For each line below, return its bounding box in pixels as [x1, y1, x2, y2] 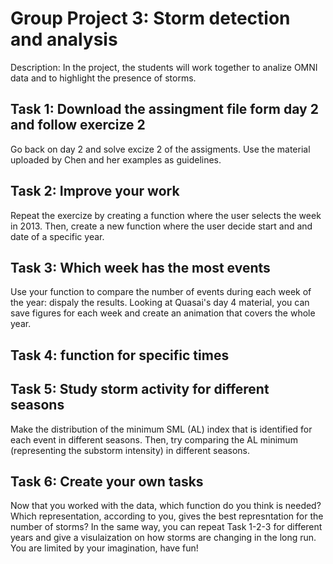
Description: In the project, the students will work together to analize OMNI [10, 61, 318, 73]
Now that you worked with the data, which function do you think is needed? [10, 500, 322, 512]
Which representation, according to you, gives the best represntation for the [10, 510, 324, 522]
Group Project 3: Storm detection [10, 7, 291, 30]
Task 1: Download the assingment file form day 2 [10, 101, 319, 118]
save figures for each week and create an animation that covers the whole [10, 307, 316, 319]
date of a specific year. [10, 230, 105, 242]
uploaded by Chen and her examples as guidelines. [10, 153, 222, 166]
